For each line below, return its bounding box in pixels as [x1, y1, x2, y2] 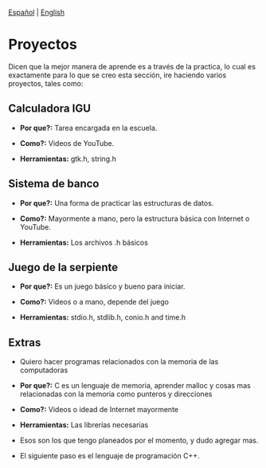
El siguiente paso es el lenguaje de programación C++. [19, 451, 201, 461]
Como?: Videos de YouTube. [19, 138, 115, 147]
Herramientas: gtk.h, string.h [19, 154, 117, 163]
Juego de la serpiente [8, 260, 119, 274]
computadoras [19, 365, 68, 375]
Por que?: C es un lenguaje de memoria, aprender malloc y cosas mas [19, 381, 251, 391]
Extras [8, 336, 41, 349]
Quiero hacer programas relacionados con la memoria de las [19, 357, 219, 367]
